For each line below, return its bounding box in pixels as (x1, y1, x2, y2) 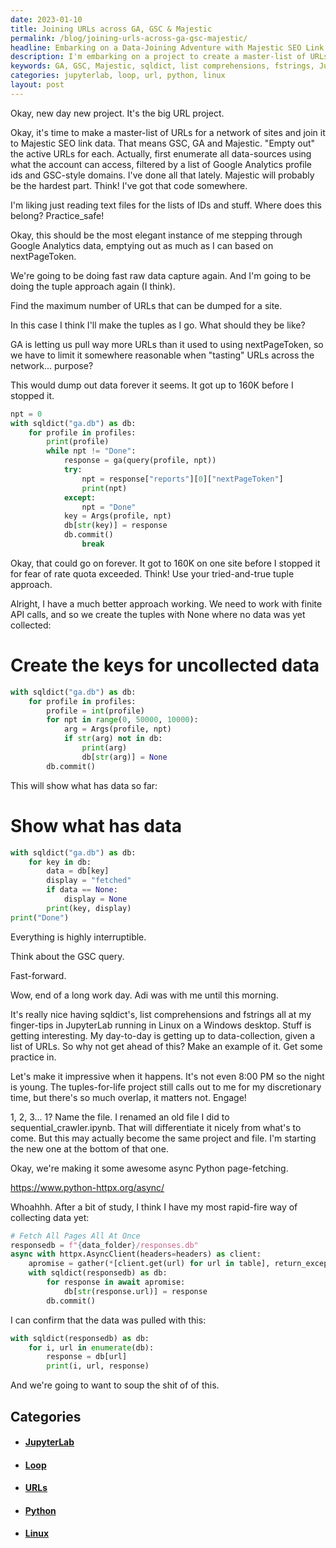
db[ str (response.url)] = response (63, 1286, 208, 1296)
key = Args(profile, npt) (63, 511, 172, 521)
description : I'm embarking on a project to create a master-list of (10, 52, 307, 62)
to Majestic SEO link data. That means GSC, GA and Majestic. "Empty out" (10, 137, 316, 149)
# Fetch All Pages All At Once (10, 1231, 141, 1241)
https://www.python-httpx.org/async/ (10, 1181, 165, 1193)
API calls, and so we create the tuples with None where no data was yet (10, 608, 306, 620)
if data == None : (46, 885, 118, 895)
